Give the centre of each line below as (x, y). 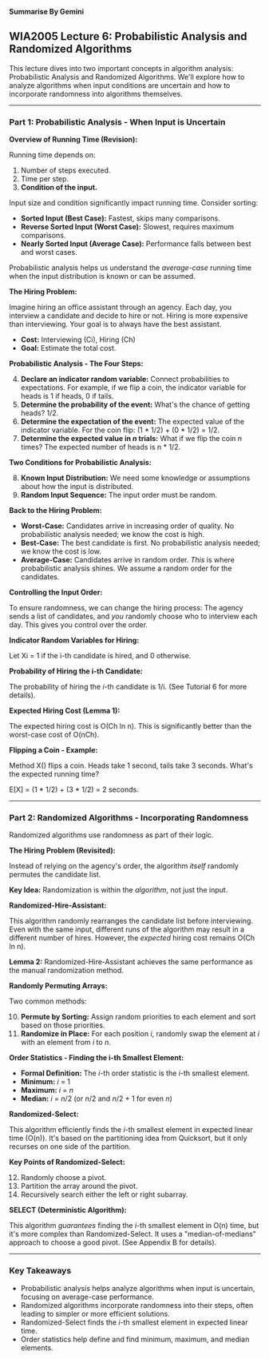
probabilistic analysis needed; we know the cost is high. (113, 534)
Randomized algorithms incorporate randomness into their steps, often (137, 1305)
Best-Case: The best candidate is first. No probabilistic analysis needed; (140, 543)
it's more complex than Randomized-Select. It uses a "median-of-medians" (133, 1234)
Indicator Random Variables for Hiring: (74, 640)
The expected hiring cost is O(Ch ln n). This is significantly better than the (131, 726)
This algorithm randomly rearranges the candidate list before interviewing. (131, 921)
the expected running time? (54, 774)
